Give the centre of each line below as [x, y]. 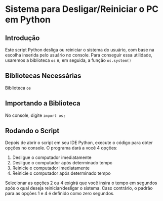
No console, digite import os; [35, 115]
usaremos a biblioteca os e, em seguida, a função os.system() [68, 60]
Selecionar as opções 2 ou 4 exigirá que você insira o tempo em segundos [81, 183]
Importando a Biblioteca [43, 103]
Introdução [22, 38]
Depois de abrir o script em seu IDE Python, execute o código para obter [79, 143]
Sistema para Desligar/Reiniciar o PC [82, 9]
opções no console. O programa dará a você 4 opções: [61, 148]
